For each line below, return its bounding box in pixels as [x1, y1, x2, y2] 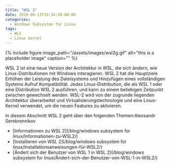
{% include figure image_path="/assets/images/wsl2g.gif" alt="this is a [5, 49, 154, 56]
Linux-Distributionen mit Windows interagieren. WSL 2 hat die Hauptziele [5, 70, 158, 76]
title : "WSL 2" [5, 7, 38, 13]
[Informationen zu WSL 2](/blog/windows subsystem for [12, 127, 130, 134]
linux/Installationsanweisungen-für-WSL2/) [12, 144, 103, 150]
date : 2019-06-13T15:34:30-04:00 [5, 12, 76, 17]
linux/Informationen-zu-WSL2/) [12, 133, 78, 139]
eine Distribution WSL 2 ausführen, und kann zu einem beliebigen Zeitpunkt [5, 86, 163, 92]
